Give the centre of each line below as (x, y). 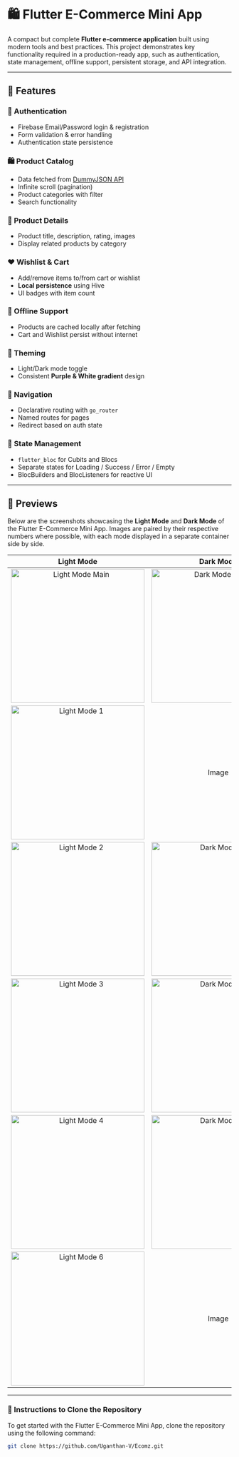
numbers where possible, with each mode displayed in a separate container (118, 536)
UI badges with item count (56, 293)
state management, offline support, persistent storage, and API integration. (117, 61)
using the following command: (52, 1433)
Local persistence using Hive (61, 285)
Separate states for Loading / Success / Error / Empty (96, 467)
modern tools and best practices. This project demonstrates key (101, 46)
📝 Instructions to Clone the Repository (75, 1410)
